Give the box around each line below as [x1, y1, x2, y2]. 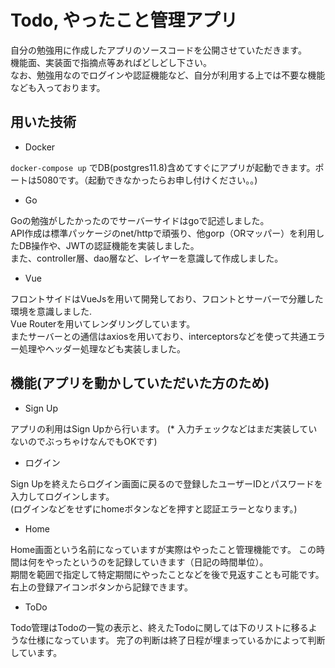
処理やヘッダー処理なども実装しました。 [18, 342, 186, 355]
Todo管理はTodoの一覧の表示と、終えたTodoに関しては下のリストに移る [10, 621, 309, 633]
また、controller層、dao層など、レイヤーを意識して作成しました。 [10, 252, 284, 264]
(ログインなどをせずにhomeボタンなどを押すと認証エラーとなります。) [10, 502, 298, 515]
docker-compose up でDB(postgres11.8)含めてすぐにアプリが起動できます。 [10, 161, 316, 173]
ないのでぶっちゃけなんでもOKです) [10, 435, 158, 447]
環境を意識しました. [10, 305, 93, 317]
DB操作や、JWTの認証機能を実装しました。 [18, 239, 200, 251]
